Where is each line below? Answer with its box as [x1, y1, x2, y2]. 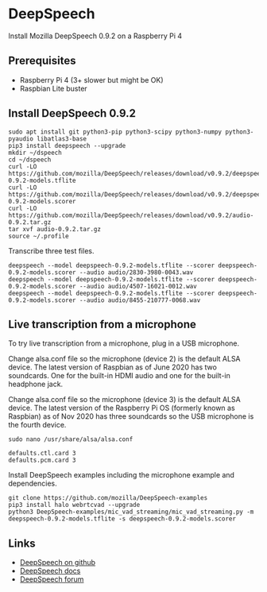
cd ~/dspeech [8, 156, 52, 164]
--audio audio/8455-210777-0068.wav [79, 296, 201, 304]
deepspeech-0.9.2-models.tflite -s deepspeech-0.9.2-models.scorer [8, 515, 237, 523]
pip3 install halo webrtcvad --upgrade [8, 501, 141, 509]
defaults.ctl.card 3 [8, 450, 77, 458]
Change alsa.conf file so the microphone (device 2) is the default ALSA [8, 354, 241, 364]
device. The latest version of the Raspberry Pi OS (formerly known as [8, 403, 236, 413]
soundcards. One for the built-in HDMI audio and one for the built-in [8, 371, 230, 381]
